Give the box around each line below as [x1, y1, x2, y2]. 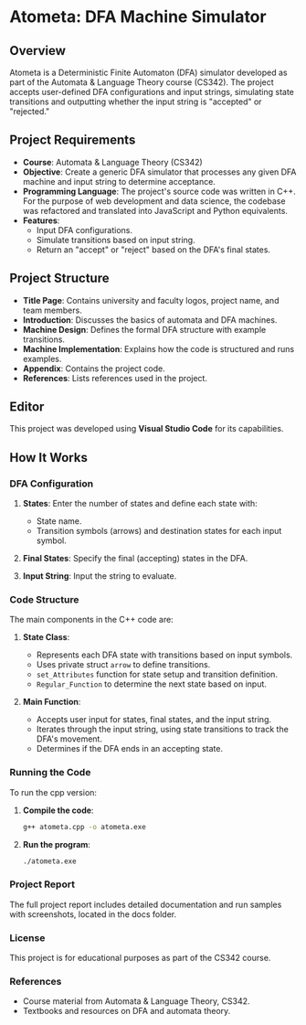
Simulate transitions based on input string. [36, 234, 195, 245]
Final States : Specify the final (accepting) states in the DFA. [22, 553, 248, 564]
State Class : [22, 632, 70, 643]
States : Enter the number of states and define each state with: [22, 498, 258, 509]
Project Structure [9, 271, 110, 286]
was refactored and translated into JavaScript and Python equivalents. [22, 205, 288, 216]
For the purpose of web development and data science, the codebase [22, 195, 286, 207]
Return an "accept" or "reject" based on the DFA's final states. [36, 244, 271, 255]
